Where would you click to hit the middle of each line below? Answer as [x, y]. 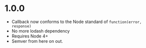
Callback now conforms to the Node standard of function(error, [76, 22]
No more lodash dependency [41, 31]
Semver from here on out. [37, 41]
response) [22, 26]
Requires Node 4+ [30, 36]
